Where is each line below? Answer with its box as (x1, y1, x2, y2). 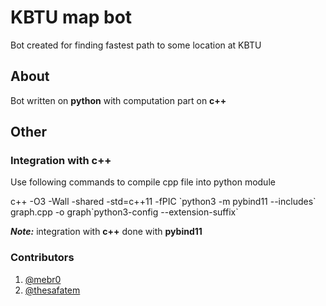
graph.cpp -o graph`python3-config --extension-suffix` (10, 206, 239, 218)
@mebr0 (24, 273, 62, 285)
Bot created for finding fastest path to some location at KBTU (10, 39, 262, 51)
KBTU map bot (10, 6, 133, 29)
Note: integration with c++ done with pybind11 (10, 226, 203, 238)
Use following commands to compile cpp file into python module (10, 176, 276, 188)
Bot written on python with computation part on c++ (10, 94, 227, 106)
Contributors (10, 251, 75, 265)
